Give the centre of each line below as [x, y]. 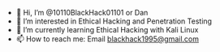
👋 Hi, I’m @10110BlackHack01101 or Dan [82, 13]
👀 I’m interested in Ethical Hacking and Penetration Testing [114, 21]
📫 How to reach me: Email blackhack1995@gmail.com [108, 39]
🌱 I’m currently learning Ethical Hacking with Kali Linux [107, 30]
